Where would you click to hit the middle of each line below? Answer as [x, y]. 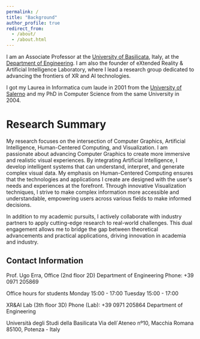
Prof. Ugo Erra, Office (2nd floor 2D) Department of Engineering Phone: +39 [100, 275]
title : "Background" [32, 17]
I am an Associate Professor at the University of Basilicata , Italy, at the [93, 57]
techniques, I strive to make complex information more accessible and [93, 192]
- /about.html [29, 40]
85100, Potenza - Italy [33, 329]
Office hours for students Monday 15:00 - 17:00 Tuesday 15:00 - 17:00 [92, 293]
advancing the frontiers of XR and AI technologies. [69, 76]
